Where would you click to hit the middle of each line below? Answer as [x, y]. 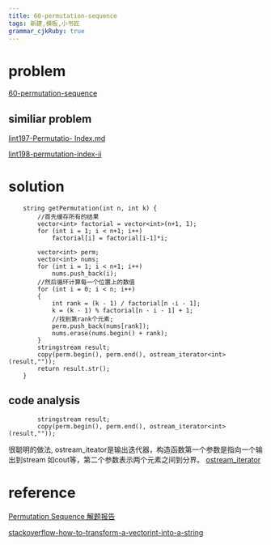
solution [36, 187]
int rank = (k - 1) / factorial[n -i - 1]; [126, 304]
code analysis [44, 400]
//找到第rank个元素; [83, 319]
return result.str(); [74, 369]
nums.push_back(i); [84, 274]
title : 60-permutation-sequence [63, 16]
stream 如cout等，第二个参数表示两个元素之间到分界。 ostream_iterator [142, 459]
